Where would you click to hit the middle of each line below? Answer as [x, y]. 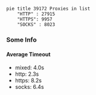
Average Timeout [28, 54]
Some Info [22, 39]
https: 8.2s [28, 80]
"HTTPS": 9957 [35, 19]
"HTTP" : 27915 [36, 14]
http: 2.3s [27, 74]
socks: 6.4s [29, 87]
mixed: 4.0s [29, 68]
